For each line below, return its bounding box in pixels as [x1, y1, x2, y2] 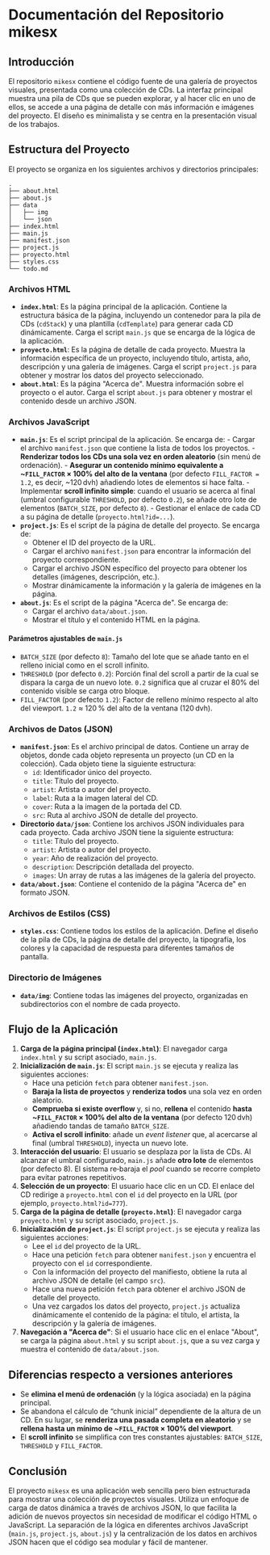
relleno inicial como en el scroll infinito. [19, 660, 150, 670]
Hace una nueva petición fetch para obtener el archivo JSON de [31, 1284, 246, 1294]
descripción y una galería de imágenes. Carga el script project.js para [19, 362, 257, 372]
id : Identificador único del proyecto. [31, 767, 152, 777]
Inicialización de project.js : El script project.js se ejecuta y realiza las [19, 1224, 260, 1234]
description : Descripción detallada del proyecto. [31, 862, 195, 871]
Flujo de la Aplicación [8, 1022, 118, 1036]
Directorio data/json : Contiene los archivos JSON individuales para [19, 819, 244, 828]
